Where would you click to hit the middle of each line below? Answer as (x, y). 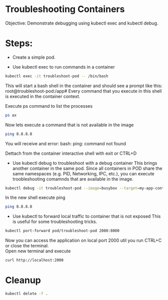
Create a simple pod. (34, 57)
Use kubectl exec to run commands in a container (63, 67)
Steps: (19, 43)
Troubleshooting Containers (65, 9)
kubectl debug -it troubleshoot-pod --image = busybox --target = (72, 188)
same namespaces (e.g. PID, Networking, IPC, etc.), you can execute (83, 173)
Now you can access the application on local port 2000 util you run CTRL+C (83, 240)
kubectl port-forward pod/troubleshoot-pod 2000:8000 (62, 231)
